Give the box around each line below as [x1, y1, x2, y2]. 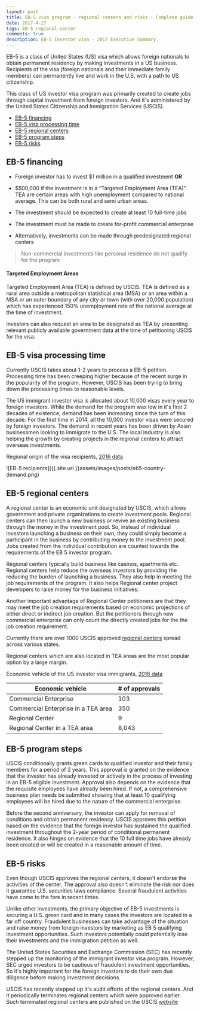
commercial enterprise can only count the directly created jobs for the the [6, 616, 188, 623]
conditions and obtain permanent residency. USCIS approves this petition [6, 816, 187, 823]
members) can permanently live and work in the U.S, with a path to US [6, 72, 179, 79]
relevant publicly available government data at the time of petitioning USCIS [6, 327, 192, 334]
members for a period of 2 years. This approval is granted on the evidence [6, 766, 189, 774]
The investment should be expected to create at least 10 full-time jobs [14, 209, 187, 216]
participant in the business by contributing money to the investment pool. [6, 536, 186, 543]
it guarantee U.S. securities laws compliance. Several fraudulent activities [6, 887, 187, 894]
